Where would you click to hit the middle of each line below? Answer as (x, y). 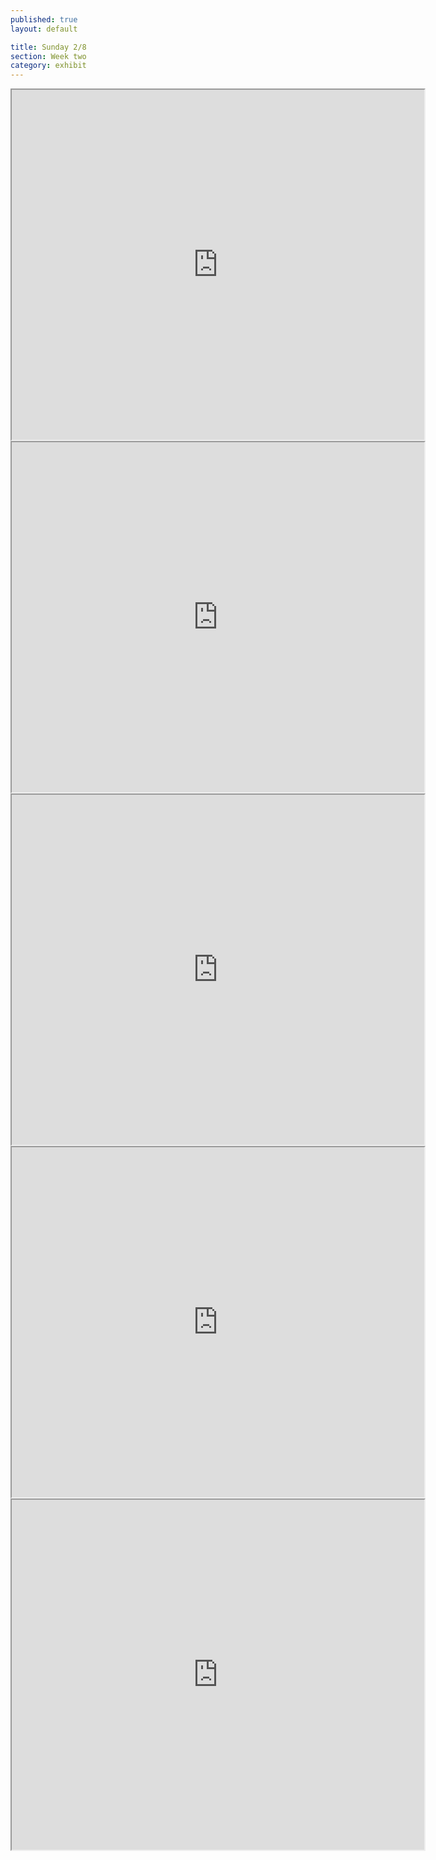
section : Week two (48, 56)
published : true (44, 19)
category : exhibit (48, 66)
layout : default (44, 29)
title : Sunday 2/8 (48, 47)
